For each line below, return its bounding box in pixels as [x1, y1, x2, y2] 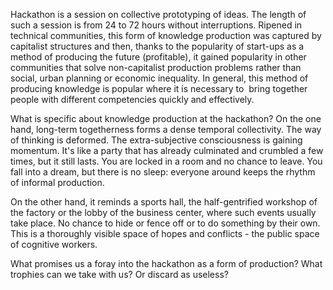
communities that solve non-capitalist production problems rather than [10, 62, 302, 73]
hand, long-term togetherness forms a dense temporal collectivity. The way [10, 124, 322, 135]
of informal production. [10, 177, 105, 188]
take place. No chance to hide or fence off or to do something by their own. [10, 217, 321, 229]
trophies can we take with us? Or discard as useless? [10, 269, 229, 280]
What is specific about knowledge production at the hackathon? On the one [10, 113, 322, 124]
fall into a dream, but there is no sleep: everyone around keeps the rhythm [10, 166, 316, 178]
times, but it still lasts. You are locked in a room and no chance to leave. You [10, 155, 323, 167]
